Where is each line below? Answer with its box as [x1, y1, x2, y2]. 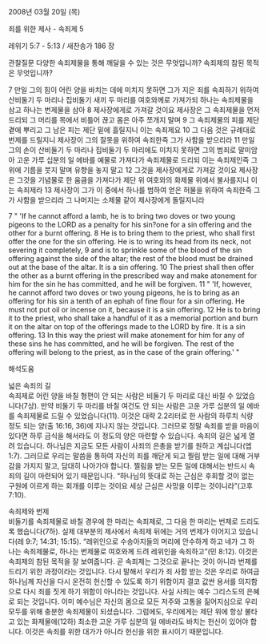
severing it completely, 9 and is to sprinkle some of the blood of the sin [8, 245, 242, 255]
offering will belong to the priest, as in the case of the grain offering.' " [8, 348, 240, 356]
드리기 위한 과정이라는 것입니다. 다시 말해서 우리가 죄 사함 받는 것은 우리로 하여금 [8, 567, 260, 576]
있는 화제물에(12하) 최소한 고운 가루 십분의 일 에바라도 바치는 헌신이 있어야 [16, 617, 249, 626]
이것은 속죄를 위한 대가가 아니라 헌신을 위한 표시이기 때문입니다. [25, 627, 224, 636]
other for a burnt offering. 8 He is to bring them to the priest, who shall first [8, 228, 255, 238]
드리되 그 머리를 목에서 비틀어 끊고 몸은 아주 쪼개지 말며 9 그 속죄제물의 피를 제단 [8, 115, 260, 124]
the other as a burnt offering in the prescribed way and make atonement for [8, 271, 258, 280]
